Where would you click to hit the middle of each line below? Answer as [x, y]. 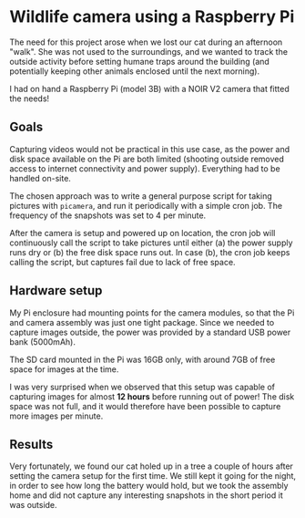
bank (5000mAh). [42, 342]
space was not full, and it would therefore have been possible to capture [145, 406]
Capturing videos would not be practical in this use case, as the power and [150, 149]
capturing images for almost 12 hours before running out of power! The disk [152, 396]
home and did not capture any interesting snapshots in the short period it [147, 495]
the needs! [30, 98]
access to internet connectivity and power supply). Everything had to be [145, 168]
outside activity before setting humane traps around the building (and [140, 61]
